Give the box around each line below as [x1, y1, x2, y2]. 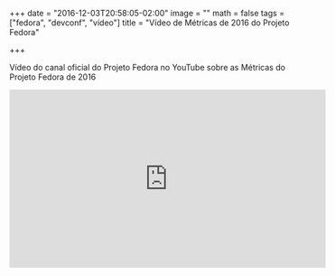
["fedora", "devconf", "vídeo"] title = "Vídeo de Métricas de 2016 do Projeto [9, 17, 290, 28]
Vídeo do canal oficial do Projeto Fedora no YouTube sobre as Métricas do [9, 62, 286, 72]
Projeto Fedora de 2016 [9, 71, 97, 82]
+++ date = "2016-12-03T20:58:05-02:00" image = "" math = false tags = [9, 8, 285, 18]
